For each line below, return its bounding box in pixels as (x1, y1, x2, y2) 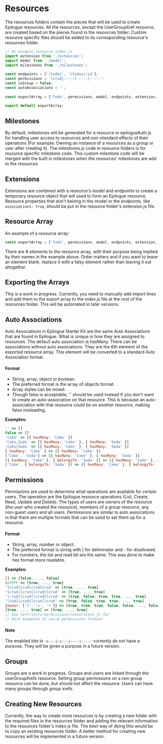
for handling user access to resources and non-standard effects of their (5, 135, 149, 141)
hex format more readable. (12, 557, 65, 563)
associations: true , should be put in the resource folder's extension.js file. (5, 203, 156, 209)
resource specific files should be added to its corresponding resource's (5, 35, 148, 40)
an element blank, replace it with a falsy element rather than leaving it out (5, 259, 152, 265)
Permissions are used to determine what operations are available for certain (5, 489, 157, 494)
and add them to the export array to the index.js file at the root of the (5, 296, 142, 302)
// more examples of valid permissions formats (5, 617, 103, 622)
